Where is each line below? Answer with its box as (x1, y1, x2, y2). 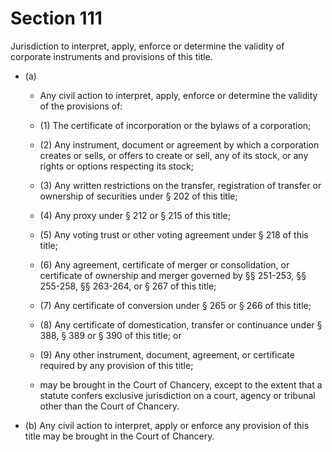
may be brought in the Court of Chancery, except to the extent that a (39, 378, 323, 391)
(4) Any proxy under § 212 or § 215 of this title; (39, 209, 231, 221)
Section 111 (10, 7, 103, 30)
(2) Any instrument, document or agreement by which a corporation (39, 138, 320, 151)
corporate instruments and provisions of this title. (10, 50, 213, 62)
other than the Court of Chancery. (39, 400, 180, 412)
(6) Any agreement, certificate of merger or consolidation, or (39, 258, 290, 271)
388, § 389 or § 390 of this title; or (39, 329, 182, 341)
